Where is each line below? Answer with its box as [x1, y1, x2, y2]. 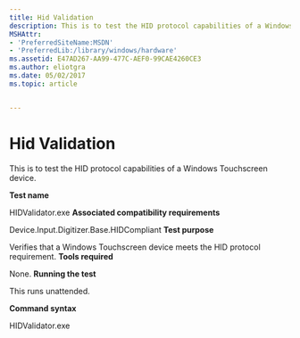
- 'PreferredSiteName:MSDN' [9, 37, 114, 47]
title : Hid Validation [9, 12, 94, 22]
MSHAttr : [9, 29, 42, 38]
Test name [9, 189, 49, 201]
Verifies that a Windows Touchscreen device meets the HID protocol [9, 242, 261, 252]
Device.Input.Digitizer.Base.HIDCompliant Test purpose [9, 224, 214, 235]
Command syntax [9, 302, 77, 313]
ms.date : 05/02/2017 [9, 71, 87, 80]
